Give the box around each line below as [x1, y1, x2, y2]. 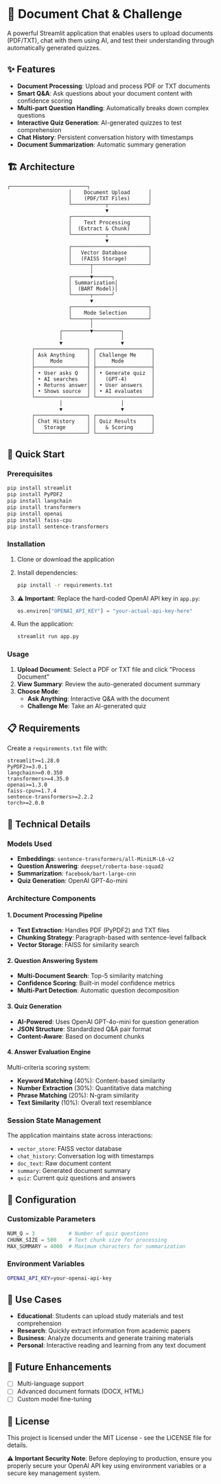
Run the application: [16, 619, 74, 628]
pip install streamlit [7, 485, 72, 491]
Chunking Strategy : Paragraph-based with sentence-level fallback [16, 933, 207, 942]
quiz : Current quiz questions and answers [16, 1174, 136, 1183]
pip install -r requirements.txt [16, 582, 113, 589]
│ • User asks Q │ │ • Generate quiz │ [32, 370, 155, 377]
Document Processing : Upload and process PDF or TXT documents [16, 82, 211, 90]
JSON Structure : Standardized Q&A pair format [16, 1025, 152, 1033]
